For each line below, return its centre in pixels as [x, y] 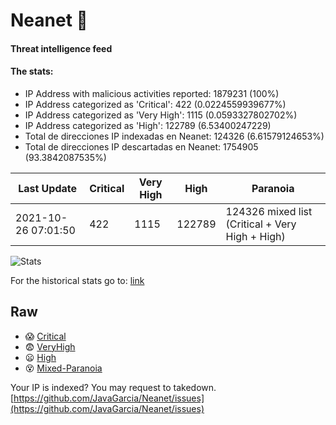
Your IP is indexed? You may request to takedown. [113, 387]
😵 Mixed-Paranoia [63, 368]
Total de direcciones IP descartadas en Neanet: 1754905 [141, 146]
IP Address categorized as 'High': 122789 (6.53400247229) [148, 125]
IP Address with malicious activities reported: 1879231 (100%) [152, 93]
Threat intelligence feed [61, 48]
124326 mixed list [269, 211]
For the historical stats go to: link [77, 280]
